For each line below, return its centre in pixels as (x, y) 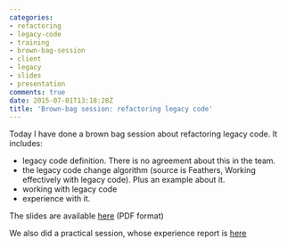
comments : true (37, 92)
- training (29, 42)
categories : (31, 17)
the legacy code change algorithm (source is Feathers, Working (139, 170)
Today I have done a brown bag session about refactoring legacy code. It (143, 134)
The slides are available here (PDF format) (87, 216)
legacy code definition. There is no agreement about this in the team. (149, 161)
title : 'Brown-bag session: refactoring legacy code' (111, 109)
